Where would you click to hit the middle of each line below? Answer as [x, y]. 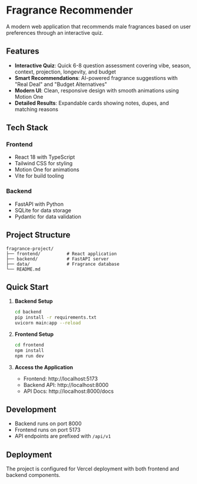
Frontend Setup [34, 334]
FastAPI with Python [39, 204]
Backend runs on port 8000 [48, 423]
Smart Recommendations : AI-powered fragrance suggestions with [96, 78]
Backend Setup [34, 301]
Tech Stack [27, 128]
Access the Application [44, 367]
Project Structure [38, 235]
